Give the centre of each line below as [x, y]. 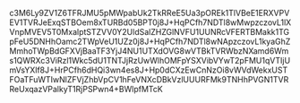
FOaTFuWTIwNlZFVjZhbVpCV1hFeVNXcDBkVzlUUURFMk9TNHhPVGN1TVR [149, 79]
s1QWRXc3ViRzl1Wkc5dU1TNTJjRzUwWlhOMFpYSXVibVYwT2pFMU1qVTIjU [150, 60]
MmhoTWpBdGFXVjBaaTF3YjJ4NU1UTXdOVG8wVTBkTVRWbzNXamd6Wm [149, 51]
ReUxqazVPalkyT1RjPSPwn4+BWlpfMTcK [86, 89]
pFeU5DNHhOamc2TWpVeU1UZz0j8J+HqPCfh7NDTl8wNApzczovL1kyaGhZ [150, 41]
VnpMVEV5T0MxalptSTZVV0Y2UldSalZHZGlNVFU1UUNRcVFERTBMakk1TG [150, 32]
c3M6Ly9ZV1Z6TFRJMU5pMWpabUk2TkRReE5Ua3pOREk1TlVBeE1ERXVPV [150, 13]
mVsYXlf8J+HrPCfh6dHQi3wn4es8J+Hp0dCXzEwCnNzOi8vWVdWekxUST [149, 70]
